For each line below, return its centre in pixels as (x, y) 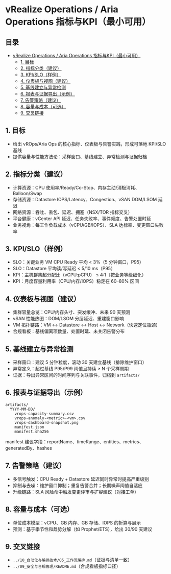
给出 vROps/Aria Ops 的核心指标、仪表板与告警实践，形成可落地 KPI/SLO (89, 143)
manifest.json (29, 427)
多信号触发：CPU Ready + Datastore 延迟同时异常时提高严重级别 (81, 479)
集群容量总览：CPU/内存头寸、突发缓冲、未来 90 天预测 (71, 312)
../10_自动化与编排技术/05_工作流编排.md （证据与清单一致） (72, 560)
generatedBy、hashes (29, 448)
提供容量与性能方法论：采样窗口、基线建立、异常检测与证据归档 (80, 156)
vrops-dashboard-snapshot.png (47, 422)
